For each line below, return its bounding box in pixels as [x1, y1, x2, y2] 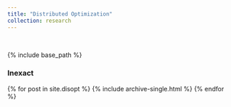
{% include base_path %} [7, 51, 82, 59]
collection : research [7, 17, 72, 24]
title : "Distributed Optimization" [7, 10, 113, 18]
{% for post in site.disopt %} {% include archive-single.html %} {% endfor [7, 84, 225, 93]
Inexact [7, 68, 34, 78]
